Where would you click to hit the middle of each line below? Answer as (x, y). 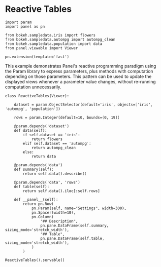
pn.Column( (43, 217)
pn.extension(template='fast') (37, 57)
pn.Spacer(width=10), (54, 212)
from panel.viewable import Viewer (42, 48)
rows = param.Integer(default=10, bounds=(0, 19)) (67, 117)
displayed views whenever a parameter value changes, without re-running (80, 81)
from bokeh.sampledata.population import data (54, 44)
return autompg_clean (54, 148)
